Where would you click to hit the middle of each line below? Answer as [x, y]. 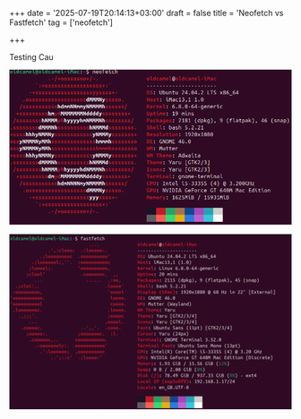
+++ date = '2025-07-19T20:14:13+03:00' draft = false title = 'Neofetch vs [146, 13]
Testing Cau [31, 57]
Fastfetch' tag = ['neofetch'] [61, 22]
